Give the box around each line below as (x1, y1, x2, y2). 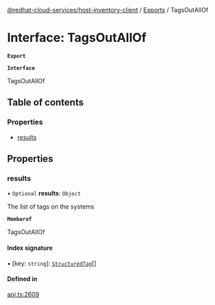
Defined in (7, 275, 38, 283)
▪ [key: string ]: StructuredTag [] (7, 259, 97, 267)
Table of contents (7, 96, 84, 109)
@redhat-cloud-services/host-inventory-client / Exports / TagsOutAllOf (7, 6, 209, 14)
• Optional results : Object (7, 189, 81, 198)
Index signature (7, 244, 53, 252)
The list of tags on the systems (7, 202, 95, 211)
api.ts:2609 (7, 290, 40, 298)
